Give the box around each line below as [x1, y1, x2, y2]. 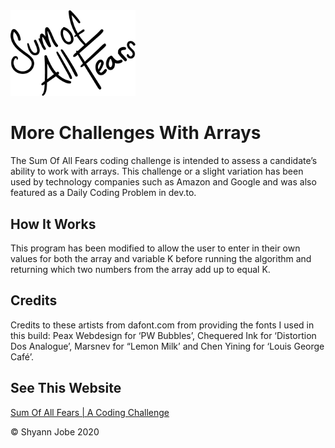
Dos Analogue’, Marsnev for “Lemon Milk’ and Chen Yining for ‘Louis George [10, 340, 325, 352]
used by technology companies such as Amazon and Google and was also [10, 176, 317, 188]
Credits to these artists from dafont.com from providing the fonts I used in [10, 319, 315, 331]
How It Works [10, 215, 97, 233]
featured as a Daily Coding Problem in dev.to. [10, 187, 197, 199]
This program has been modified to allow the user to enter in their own [10, 242, 301, 254]
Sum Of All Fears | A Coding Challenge [10, 406, 170, 418]
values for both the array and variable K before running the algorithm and [10, 252, 312, 264]
